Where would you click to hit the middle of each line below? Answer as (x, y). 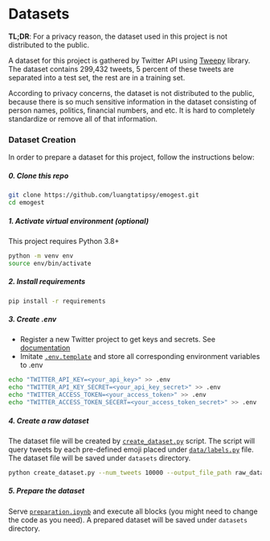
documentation (45, 348)
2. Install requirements (47, 282)
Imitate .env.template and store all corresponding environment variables (140, 357)
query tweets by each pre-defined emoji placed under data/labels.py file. (131, 449)
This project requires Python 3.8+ (64, 241)
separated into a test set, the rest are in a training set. (97, 77)
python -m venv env (41, 256)
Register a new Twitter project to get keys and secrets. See (117, 340)
